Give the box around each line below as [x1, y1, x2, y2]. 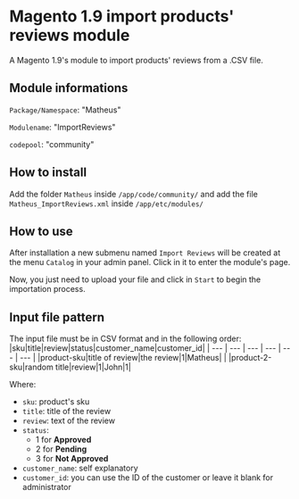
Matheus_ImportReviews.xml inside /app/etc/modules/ [9, 198, 203, 209]
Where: [9, 379, 37, 390]
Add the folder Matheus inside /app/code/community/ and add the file [9, 188, 259, 199]
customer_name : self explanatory [21, 462, 138, 474]
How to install [9, 165, 87, 180]
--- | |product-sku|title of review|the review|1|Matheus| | [19, 353, 228, 363]
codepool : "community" [9, 138, 95, 149]
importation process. [9, 284, 87, 295]
